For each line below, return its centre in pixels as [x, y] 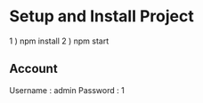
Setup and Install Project [101, 16]
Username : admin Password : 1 [67, 90]
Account [33, 69]
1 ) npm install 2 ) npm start [59, 41]
